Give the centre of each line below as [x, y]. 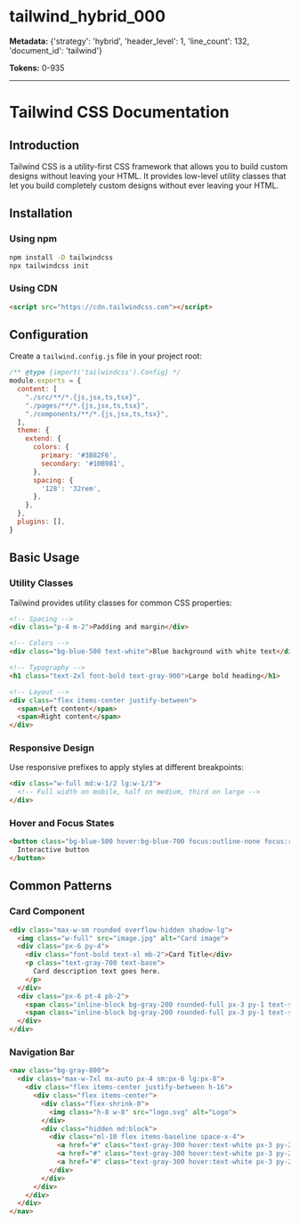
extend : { [44, 439]
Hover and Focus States [62, 824]
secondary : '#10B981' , [83, 464]
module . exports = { [45, 381]
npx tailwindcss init [49, 266]
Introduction [44, 145]
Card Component [47, 911]
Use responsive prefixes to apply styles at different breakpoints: [127, 768]
